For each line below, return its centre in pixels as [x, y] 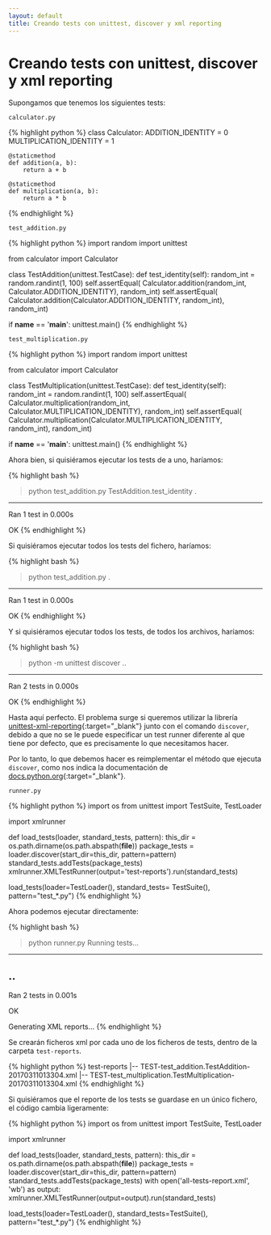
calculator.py [32, 118]
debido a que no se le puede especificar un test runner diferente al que [127, 735]
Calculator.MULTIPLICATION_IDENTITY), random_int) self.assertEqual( [125, 411]
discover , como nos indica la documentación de [88, 768]
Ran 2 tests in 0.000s [44, 686]
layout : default [35, 16]
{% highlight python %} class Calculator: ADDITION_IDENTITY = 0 [118, 133]
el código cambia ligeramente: [58, 1108]
